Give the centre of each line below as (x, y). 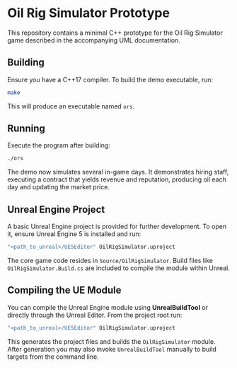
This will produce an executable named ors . (71, 106)
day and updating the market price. (58, 187)
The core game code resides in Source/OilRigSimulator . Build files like (110, 261)
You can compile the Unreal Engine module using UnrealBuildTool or (108, 307)
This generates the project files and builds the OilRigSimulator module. (111, 341)
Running (27, 129)
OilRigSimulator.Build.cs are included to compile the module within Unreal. (118, 268)
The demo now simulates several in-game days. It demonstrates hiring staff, (118, 172)
